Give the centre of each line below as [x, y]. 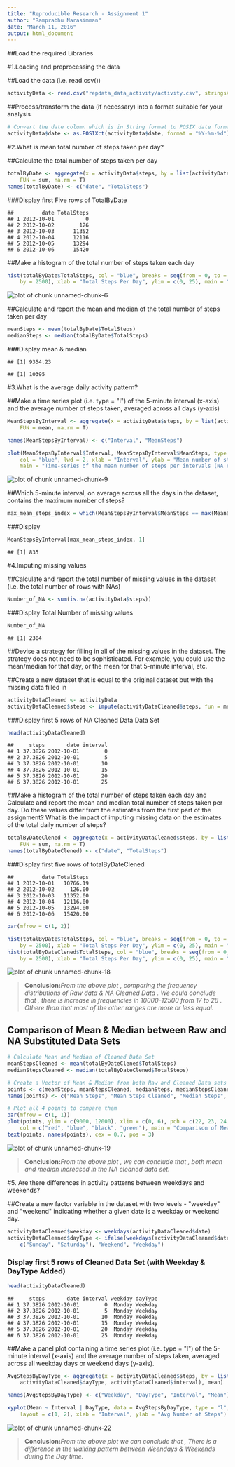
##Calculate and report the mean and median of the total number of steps [114, 309]
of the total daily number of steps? [57, 825]
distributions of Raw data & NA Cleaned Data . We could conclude [120, 993]
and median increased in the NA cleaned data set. [97, 1169]
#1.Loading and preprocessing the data [64, 67]
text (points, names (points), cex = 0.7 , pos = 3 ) [81, 1134]
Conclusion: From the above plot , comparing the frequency [111, 986]
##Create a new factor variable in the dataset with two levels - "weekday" [114, 1203]
